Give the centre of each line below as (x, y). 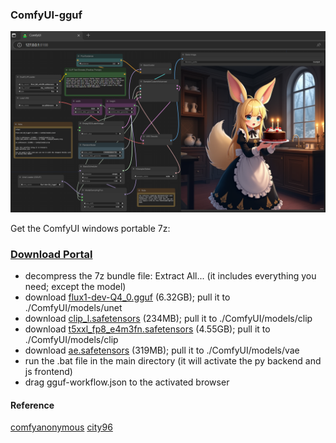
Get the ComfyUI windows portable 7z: (90, 228)
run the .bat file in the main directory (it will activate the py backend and (173, 361)
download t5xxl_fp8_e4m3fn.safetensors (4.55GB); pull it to (147, 329)
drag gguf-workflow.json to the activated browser (127, 382)
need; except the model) (75, 286)
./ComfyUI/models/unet (73, 307)
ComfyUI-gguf (46, 15)
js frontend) (48, 371)
